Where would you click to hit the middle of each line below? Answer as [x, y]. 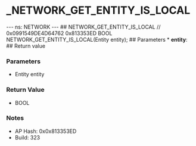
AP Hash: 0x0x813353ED [46, 131]
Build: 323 [27, 137]
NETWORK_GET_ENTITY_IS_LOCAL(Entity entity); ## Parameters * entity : [97, 39]
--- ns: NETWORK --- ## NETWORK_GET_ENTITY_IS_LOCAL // [83, 27]
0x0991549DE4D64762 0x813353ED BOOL [59, 33]
